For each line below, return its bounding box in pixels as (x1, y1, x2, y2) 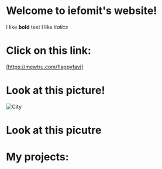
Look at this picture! (6, 84, 105, 97)
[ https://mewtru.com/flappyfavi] (6, 63, 84, 70)
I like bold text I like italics (6, 23, 68, 30)
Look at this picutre (6, 124, 102, 137)
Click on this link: (6, 44, 92, 57)
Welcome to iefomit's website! (6, 4, 157, 18)
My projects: (6, 150, 69, 164)
